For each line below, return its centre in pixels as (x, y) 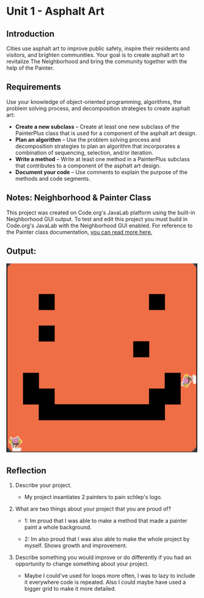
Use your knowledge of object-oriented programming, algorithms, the (94, 101)
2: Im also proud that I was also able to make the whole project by (107, 539)
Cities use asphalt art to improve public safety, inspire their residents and (98, 48)
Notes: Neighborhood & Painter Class (79, 198)
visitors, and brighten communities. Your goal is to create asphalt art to (96, 55)
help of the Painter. (30, 68)
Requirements (34, 87)
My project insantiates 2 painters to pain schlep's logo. (93, 497)
